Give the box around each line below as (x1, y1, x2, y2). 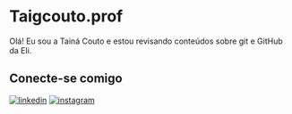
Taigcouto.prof (9, 6, 124, 27)
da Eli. (9, 45, 32, 55)
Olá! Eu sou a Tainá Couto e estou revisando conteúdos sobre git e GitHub (9, 36, 284, 46)
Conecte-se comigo (9, 71, 123, 86)
